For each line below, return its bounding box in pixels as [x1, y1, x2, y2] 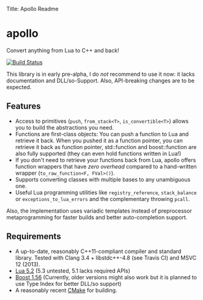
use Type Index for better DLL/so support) [15, 280, 122, 287]
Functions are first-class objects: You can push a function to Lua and [15, 130, 189, 137]
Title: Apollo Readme [6, 5, 59, 12]
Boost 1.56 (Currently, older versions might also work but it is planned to [15, 273, 197, 280]
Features [6, 101, 41, 112]
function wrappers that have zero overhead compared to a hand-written [15, 163, 197, 170]
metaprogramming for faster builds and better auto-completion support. [6, 213, 188, 221]
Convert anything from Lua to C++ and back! [6, 46, 119, 54]
